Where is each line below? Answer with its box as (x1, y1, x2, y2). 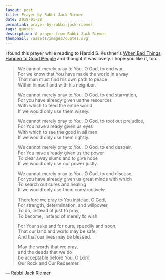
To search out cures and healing (17, 181, 86, 187)
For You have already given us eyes (17, 123, 93, 130)
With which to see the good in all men (17, 128, 98, 135)
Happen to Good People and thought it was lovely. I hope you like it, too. (5, 55, 158, 61)
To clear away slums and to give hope (17, 155, 98, 161)
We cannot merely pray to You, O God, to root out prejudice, (17, 118, 145, 124)
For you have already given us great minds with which (17, 176, 132, 182)
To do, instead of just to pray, (17, 207, 80, 213)
